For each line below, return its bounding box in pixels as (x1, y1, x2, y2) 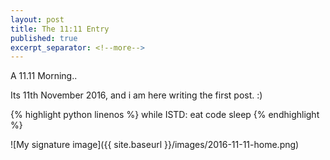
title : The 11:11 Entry (10, 24, 110, 34)
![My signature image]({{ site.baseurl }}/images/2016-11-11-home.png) (10, 139, 300, 151)
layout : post (10, 14, 65, 25)
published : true (10, 33, 78, 43)
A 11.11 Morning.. (10, 70, 78, 82)
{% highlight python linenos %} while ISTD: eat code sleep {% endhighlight (10, 109, 320, 121)
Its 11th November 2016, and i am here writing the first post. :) (10, 89, 263, 101)
